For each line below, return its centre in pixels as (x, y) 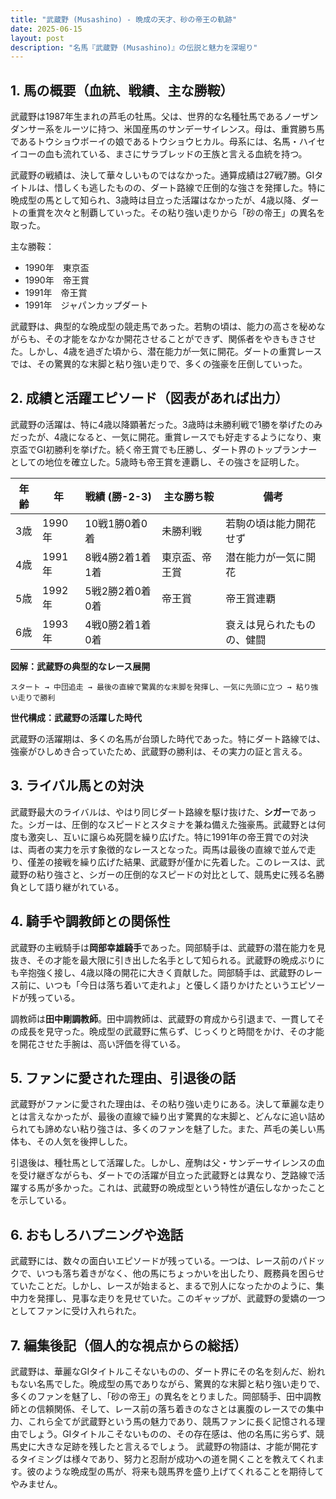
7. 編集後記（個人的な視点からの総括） (128, 1345)
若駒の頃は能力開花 (271, 523)
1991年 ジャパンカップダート (86, 305)
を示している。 (41, 1200)
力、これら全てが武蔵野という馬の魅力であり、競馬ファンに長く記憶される (163, 1421)
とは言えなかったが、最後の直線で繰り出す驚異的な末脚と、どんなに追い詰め (168, 1117)
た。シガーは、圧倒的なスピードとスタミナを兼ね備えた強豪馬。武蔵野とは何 (168, 824)
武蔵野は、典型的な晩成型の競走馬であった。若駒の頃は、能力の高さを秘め (163, 327)
